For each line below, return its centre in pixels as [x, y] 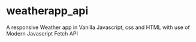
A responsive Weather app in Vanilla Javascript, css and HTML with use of [98, 27]
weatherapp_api [47, 11]
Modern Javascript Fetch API [42, 33]
